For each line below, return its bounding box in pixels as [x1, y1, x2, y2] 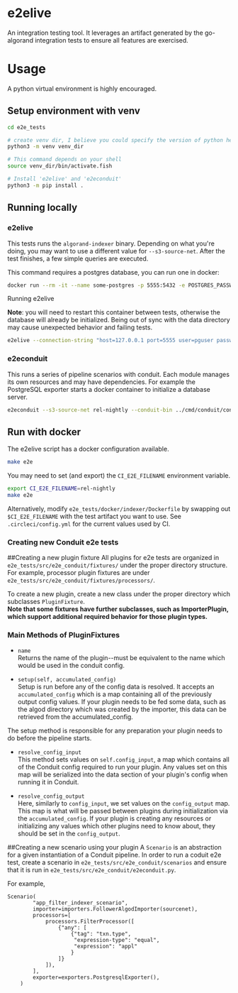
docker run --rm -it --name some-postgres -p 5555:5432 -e [7, 282, 186, 289]
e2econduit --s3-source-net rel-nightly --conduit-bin [7, 406, 173, 413]
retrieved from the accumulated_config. [17, 713, 133, 721]
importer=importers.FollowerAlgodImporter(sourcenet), [33, 906, 198, 913]
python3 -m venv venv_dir [7, 143, 84, 150]
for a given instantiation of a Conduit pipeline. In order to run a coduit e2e [7, 850, 222, 860]
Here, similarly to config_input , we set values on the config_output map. [17, 799, 230, 808]
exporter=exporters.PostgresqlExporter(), [33, 974, 160, 981]
